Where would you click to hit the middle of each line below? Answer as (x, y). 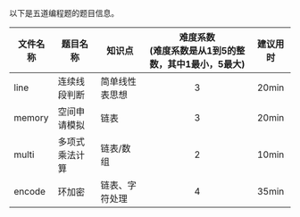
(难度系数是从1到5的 (193, 50)
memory (31, 117)
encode (30, 192)
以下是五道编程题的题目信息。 (64, 13)
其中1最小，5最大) (206, 64)
